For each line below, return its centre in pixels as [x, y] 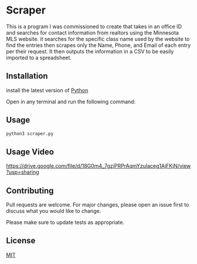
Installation [27, 76]
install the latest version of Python [47, 90]
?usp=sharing [23, 172]
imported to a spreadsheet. [39, 57]
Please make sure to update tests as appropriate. [65, 222]
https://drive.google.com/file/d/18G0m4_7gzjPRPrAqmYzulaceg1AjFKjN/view [98, 166]
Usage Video [30, 152]
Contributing [30, 190]
